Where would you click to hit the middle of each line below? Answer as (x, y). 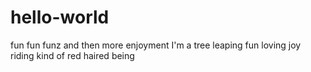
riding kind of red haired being (72, 55)
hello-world (60, 17)
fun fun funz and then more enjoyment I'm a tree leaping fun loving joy (156, 45)
